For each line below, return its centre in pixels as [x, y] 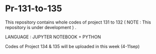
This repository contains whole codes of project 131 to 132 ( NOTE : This [78, 22]
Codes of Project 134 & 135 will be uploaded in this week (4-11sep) [72, 46]
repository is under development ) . [41, 27]
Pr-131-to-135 [34, 9]
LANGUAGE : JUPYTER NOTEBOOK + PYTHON [53, 37]
